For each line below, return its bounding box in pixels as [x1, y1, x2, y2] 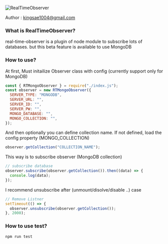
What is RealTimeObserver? [5, 27, 76, 34]
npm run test [5, 234, 33, 239]
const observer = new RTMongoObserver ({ [5, 88, 92, 93]
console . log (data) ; [10, 173, 51, 178]
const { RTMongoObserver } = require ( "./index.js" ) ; [5, 83, 119, 88]
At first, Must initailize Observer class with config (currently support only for [5, 68, 163, 74]
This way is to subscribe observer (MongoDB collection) [5, 154, 123, 160]
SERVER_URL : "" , [10, 97, 44, 102]
